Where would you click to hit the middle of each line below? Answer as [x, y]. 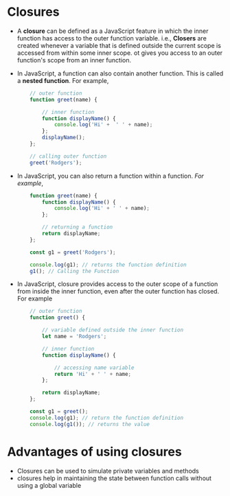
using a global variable [49, 485]
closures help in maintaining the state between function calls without [114, 478]
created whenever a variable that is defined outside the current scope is [119, 45]
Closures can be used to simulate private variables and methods [108, 471]
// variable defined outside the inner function [113, 330]
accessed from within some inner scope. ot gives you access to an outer [120, 53]
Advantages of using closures [94, 452]
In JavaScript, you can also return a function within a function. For [111, 176]
